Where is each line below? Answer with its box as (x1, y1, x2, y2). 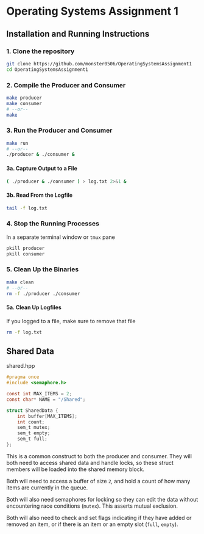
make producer (6, 95, 43, 101)
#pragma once (6, 374, 40, 380)
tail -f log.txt (6, 205, 47, 211)
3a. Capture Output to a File (6, 164, 77, 172)
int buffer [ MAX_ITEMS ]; (17, 413, 78, 419)
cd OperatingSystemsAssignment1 (6, 66, 88, 73)
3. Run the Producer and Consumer (6, 126, 113, 135)
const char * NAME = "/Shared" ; (6, 396, 86, 403)
